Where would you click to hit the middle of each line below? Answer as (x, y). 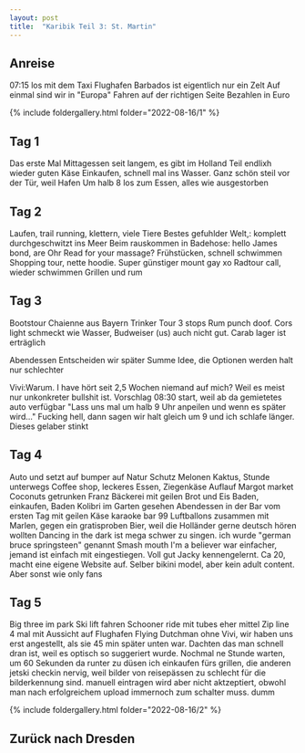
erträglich (28, 342)
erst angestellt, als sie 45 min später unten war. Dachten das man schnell (147, 643)
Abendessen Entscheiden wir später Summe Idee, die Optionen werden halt (152, 360)
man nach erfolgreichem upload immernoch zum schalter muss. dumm (142, 692)
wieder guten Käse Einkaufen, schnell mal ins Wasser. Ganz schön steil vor (150, 173)
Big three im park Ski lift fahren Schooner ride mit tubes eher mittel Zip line (149, 624)
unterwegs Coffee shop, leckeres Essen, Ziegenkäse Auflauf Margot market (152, 486)
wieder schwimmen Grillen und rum (76, 272)
